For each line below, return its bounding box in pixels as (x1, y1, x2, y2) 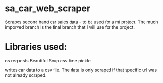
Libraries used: (5, 41, 67, 53)
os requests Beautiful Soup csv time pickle (5, 57, 91, 63)
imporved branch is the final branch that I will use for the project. (5, 24, 135, 30)
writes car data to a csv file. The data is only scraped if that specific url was (5, 67, 157, 73)
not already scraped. (5, 72, 47, 78)
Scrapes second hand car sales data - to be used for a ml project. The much (5, 19, 158, 25)
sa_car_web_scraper (5, 3, 91, 14)
